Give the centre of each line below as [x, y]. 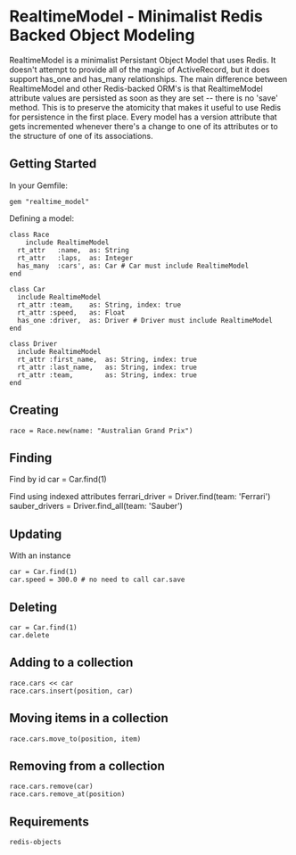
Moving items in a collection [89, 718]
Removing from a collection [87, 766]
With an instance [40, 555]
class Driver [33, 344]
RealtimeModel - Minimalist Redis [136, 16]
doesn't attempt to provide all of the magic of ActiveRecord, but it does [140, 70]
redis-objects [36, 843]
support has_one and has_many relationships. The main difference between [148, 78]
